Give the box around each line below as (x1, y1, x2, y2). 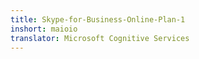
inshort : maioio (10, 24, 78, 34)
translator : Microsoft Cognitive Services (10, 33, 190, 43)
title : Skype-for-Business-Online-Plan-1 (10, 14, 186, 25)
